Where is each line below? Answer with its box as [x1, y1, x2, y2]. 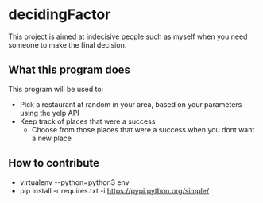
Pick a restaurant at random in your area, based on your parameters [19, 99, 242, 109]
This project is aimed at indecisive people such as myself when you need [8, 32, 248, 41]
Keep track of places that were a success [19, 117, 156, 126]
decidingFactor [8, 6, 111, 24]
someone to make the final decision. [8, 40, 127, 49]
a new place [31, 133, 72, 143]
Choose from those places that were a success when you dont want [31, 124, 255, 134]
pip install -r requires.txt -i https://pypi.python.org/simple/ [19, 186, 209, 195]
